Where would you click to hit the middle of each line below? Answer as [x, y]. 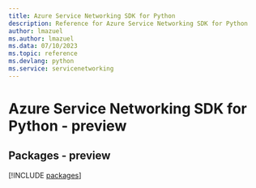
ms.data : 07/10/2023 [43, 46]
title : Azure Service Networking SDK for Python [92, 16]
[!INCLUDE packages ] [45, 175]
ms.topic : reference [43, 53]
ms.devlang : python [41, 62]
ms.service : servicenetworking [61, 69]
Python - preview [68, 126]
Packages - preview [60, 156]
